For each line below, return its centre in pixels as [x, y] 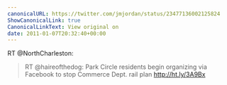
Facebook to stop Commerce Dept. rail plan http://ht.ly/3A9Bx [115, 74]
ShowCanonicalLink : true [44, 20]
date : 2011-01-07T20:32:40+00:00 [57, 33]
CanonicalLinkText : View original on [63, 27]
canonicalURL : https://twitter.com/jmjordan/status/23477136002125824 [114, 14]
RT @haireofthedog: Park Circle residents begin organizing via [116, 67]
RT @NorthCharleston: [40, 53]
